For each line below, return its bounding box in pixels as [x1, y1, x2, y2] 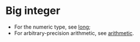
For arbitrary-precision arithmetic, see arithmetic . [14, 29, 134, 36]
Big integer [5, 4, 60, 17]
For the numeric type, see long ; [14, 23, 91, 30]
